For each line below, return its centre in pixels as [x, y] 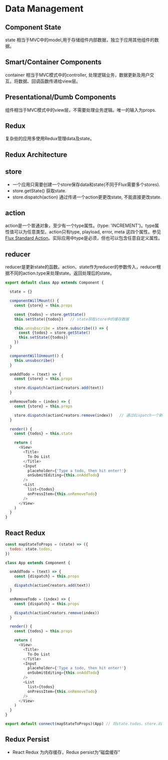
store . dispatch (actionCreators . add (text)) [59, 388]
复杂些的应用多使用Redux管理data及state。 [50, 139]
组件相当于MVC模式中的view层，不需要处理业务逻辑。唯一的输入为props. [81, 110]
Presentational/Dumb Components [61, 97]
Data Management [44, 9]
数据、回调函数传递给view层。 [49, 81]
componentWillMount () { [34, 301]
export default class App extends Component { [54, 283]
